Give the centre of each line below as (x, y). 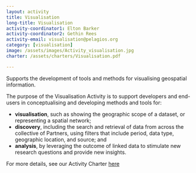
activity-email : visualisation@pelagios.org (62, 39)
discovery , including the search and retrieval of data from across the (99, 126)
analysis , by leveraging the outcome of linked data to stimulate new (98, 146)
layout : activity (28, 12)
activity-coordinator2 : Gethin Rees (51, 34)
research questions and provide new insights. (70, 152)
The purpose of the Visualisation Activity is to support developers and (92, 96)
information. (21, 85)
